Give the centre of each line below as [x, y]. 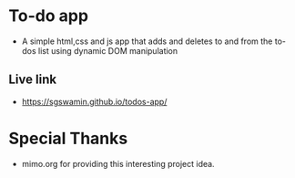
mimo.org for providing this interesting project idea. [118, 163]
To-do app [48, 16]
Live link [32, 80]
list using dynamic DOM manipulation [108, 50]
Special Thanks [68, 138]
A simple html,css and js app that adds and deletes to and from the [147, 41]
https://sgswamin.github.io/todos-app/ [94, 101]
